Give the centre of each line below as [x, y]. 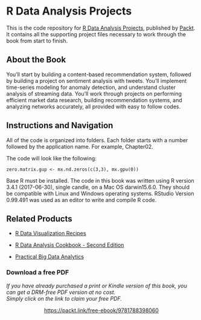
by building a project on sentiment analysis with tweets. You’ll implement [97, 80]
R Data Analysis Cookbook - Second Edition [69, 245]
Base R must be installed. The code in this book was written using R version [100, 180]
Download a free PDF [38, 272]
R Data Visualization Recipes [50, 233]
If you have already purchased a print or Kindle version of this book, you [97, 286]
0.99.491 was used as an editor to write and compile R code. [81, 200]
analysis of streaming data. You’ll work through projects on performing [94, 93]
